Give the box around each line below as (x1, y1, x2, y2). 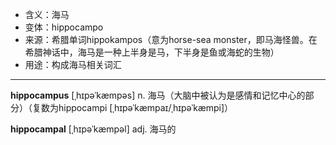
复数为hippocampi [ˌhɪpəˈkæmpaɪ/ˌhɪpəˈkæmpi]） (31, 102, 234, 113)
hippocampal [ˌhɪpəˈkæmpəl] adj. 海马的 (10, 123, 177, 135)
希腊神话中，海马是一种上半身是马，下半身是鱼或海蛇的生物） (24, 46, 280, 58)
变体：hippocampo (24, 21, 104, 33)
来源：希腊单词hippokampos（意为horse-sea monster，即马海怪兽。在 (24, 34, 318, 45)
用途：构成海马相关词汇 (24, 59, 122, 70)
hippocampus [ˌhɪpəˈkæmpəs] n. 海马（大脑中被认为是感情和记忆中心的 (10, 89, 306, 101)
